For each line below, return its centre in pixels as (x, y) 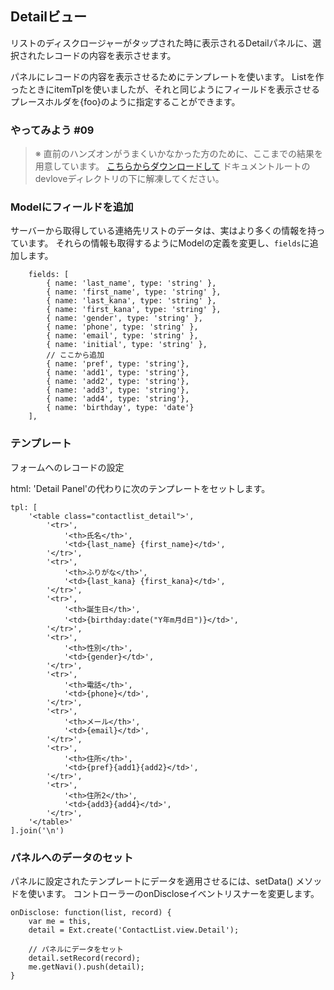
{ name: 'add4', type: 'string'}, (118, 399)
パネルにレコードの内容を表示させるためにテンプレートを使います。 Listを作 (167, 76)
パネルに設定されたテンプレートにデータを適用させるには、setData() (152, 881)
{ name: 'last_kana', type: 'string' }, (131, 301)
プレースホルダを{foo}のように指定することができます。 (125, 101)
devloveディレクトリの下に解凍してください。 (129, 179)
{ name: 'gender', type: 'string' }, (124, 318)
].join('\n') (37, 830)
